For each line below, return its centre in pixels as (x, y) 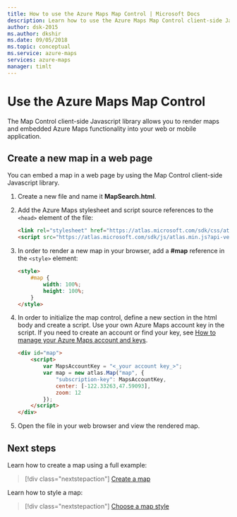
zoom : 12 (68, 393)
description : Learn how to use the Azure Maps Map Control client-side (115, 21)
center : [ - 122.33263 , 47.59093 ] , (103, 386)
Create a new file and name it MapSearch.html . (87, 197)
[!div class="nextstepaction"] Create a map (87, 479)
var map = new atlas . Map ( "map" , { (94, 373)
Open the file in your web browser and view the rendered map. (109, 426)
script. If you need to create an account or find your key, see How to (117, 332)
